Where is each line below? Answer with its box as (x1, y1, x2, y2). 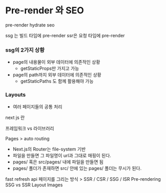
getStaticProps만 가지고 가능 (20, 65, 79, 71)
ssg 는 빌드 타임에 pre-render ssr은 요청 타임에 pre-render (5, 32, 125, 38)
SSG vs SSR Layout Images (5, 182, 63, 188)
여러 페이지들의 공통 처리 (12, 103, 63, 110)
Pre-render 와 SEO (5, 5, 85, 16)
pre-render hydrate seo (5, 21, 55, 28)
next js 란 (5, 114, 25, 120)
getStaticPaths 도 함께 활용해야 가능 (20, 78, 94, 84)
